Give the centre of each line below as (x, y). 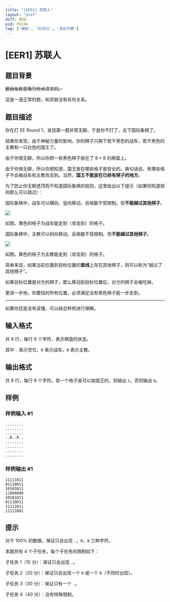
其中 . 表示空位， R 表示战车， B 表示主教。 (49, 349)
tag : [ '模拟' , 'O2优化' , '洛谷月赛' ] (42, 29)
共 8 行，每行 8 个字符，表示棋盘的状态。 (48, 339)
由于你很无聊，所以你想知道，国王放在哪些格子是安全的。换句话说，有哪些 (83, 169)
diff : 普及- (17, 19)
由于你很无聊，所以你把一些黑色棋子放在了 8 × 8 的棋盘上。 (67, 158)
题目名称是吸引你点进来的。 (34, 89)
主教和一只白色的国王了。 (32, 147)
